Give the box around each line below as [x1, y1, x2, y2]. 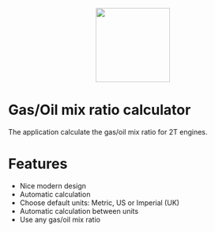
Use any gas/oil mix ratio [19, 215, 101, 224]
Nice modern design [19, 181, 87, 190]
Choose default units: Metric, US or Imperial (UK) [19, 198, 180, 207]
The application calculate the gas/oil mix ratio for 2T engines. [8, 127, 208, 136]
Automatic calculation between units [19, 206, 139, 215]
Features [8, 155, 68, 173]
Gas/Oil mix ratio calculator [8, 101, 191, 119]
